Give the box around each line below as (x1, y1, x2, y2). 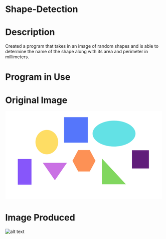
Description (5, 27, 55, 38)
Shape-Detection (5, 4, 78, 15)
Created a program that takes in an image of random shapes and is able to (5, 43, 159, 49)
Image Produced (5, 212, 75, 223)
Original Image (5, 94, 68, 106)
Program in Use (5, 71, 71, 83)
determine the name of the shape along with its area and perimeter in (5, 49, 148, 55)
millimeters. (5, 54, 29, 60)
